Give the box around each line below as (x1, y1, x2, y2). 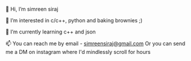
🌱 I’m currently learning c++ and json (5, 28, 96, 35)
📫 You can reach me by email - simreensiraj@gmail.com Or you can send (5, 40, 186, 47)
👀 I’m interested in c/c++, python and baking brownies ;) (5, 17, 143, 23)
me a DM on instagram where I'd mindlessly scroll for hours (5, 49, 151, 55)
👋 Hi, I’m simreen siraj (5, 6, 59, 12)
